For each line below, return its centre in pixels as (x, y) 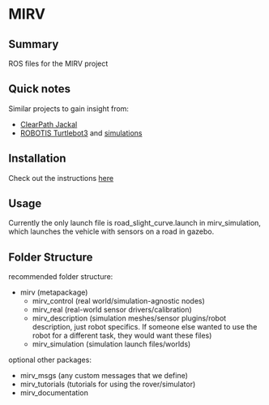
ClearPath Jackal (49, 124)
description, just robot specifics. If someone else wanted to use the (145, 327)
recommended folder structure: (61, 277)
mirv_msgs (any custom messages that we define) (104, 376)
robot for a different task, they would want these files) (122, 336)
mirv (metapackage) (54, 292)
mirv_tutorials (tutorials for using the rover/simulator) (108, 384)
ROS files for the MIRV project (58, 63)
